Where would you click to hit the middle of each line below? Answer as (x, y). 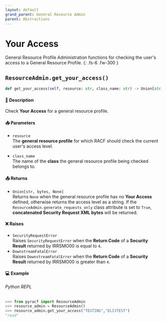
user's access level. (33, 146)
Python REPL (18, 287)
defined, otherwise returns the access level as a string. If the (74, 202)
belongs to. (24, 166)
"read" (12, 316)
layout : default (22, 10)
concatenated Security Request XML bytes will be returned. (75, 212)
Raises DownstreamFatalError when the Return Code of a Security (80, 256)
